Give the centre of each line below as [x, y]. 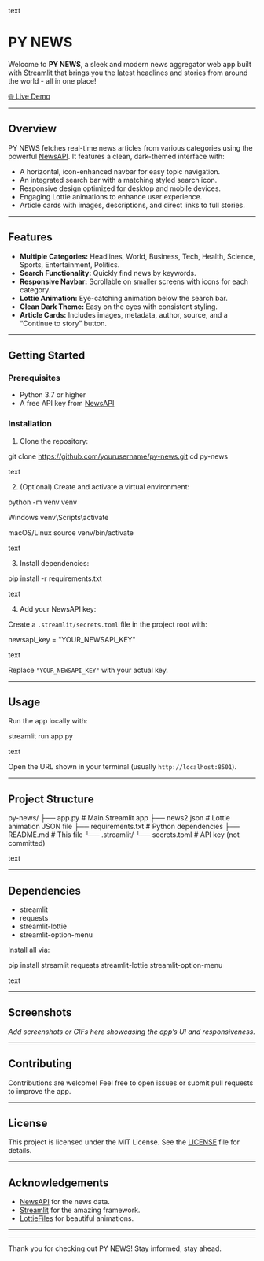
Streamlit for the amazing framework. [80, 1210]
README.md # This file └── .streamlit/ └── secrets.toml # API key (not [124, 835]
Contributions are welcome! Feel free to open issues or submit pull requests [131, 1083]
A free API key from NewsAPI [67, 404]
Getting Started [47, 355]
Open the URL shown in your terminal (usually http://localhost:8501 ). [123, 767]
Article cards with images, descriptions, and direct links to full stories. [132, 205]
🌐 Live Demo [29, 96]
